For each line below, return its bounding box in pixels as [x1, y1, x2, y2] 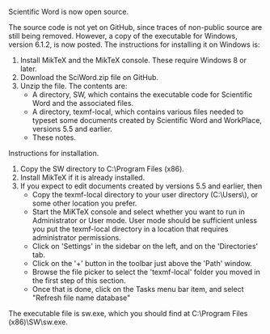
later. [19, 64, 38, 74]
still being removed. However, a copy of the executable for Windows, [8, 32, 238, 40]
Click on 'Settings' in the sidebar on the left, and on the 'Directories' [32, 242, 259, 251]
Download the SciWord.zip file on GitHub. [19, 73, 159, 82]
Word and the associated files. [32, 99, 134, 108]
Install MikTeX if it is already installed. [19, 173, 146, 182]
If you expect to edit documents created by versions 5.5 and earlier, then [19, 181, 263, 191]
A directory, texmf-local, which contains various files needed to [32, 107, 244, 116]
